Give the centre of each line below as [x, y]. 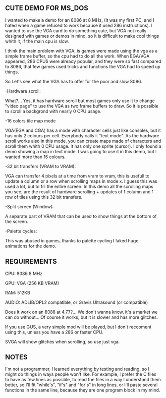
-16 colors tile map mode [30, 120]
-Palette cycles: [21, 231]
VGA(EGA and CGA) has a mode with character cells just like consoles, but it [83, 130]
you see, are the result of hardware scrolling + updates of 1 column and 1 [79, 192]
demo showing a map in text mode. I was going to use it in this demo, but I [81, 151]
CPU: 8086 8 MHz [24, 273]
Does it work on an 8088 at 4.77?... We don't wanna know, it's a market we [81, 312]
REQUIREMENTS [31, 261]
